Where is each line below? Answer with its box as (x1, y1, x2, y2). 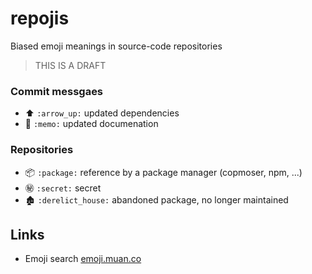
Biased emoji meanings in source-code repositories (10, 40, 223, 52)
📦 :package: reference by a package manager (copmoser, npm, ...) (24, 166, 303, 178)
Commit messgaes (10, 84, 104, 98)
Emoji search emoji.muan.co (24, 253, 142, 265)
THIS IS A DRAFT (34, 59, 107, 71)
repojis (10, 7, 70, 30)
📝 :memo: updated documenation (24, 118, 159, 130)
